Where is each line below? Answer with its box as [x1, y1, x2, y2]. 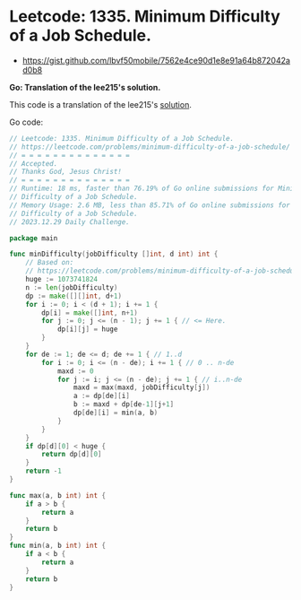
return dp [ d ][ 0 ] [41, 450, 102, 459]
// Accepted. [9, 159, 58, 168]
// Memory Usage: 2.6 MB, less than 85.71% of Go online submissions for [9, 200, 291, 210]
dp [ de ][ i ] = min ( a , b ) [73, 408, 159, 418]
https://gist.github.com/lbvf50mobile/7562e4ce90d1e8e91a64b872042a [21, 55, 291, 65]
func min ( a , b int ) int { [9, 541, 106, 551]
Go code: [9, 117, 43, 127]
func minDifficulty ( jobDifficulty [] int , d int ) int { [9, 249, 219, 259]
